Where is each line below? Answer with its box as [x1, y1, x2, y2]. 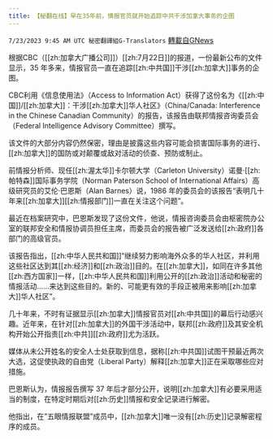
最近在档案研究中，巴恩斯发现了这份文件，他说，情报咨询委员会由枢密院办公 [8, 213, 265, 223]
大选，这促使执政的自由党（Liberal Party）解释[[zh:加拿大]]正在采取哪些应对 [8, 356, 264, 366]
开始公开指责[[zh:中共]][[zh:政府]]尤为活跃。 [15, 328, 164, 338]
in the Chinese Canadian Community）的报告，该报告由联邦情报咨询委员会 [8, 111, 259, 120]
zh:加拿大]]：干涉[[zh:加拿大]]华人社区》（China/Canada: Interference [28, 100, 261, 110]
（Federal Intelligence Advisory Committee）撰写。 [8, 120, 180, 130]
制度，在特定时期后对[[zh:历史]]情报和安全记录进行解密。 [22, 393, 214, 403]
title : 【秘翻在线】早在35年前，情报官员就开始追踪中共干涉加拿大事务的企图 [8, 11, 235, 20]
